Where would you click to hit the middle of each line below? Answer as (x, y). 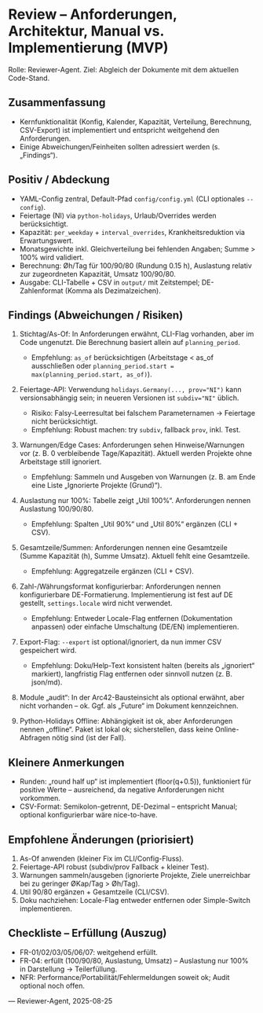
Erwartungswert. (46, 240)
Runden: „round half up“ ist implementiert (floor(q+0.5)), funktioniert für (135, 782)
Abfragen (35, 738)
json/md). (47, 682)
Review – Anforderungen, (93, 15)
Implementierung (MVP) (88, 48)
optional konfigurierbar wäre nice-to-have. (89, 815)
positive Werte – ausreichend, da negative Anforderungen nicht (122, 790)
